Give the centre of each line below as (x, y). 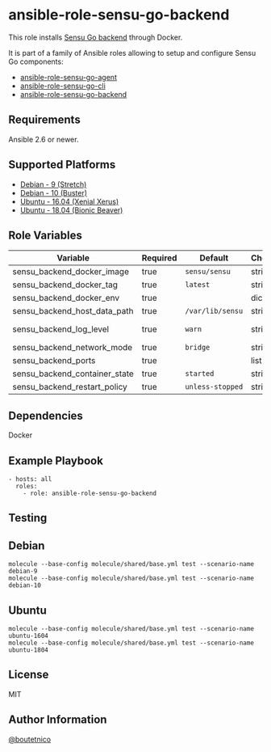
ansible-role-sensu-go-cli (63, 86)
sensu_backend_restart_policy (70, 387)
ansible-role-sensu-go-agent (68, 77)
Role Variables (45, 235)
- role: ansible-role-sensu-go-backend (90, 493)
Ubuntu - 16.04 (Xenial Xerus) (69, 201)
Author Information (58, 720)
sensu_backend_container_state (73, 374)
